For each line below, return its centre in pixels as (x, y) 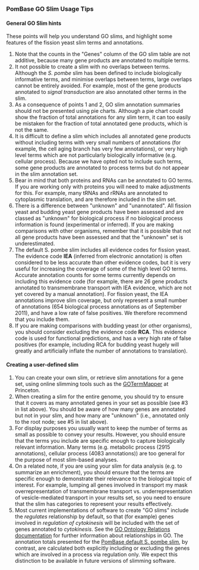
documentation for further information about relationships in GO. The (99, 536)
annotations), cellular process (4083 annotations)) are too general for (100, 454)
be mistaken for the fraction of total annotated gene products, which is (101, 124)
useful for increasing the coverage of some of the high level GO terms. (101, 269)
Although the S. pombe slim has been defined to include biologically (98, 73)
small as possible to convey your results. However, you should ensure (100, 434)
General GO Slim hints (34, 23)
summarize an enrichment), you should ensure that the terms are (94, 473)
